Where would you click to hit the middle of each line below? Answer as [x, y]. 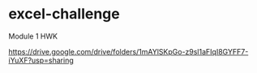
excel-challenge [64, 14]
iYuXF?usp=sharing [41, 60]
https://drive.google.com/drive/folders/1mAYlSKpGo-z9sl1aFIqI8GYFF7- [128, 51]
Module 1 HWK [33, 36]
